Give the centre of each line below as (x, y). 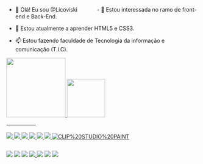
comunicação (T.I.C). (41, 49)
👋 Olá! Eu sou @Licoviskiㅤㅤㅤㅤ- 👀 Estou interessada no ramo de (98, 9)
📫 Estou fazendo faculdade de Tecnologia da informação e (90, 40)
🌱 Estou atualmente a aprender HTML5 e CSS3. (75, 28)
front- (189, 9)
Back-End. (44, 17)
